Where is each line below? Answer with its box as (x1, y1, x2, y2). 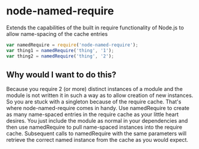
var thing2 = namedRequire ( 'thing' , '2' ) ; (6, 53, 114, 59)
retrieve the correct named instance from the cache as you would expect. (6, 136, 188, 144)
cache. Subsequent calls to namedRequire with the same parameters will (6, 130, 187, 137)
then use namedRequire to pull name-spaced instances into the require (6, 124, 182, 131)
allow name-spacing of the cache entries (6, 30, 108, 37)
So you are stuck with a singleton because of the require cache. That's (6, 98, 182, 105)
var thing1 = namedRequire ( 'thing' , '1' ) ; (6, 47, 114, 53)
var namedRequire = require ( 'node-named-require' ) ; (6, 42, 138, 48)
